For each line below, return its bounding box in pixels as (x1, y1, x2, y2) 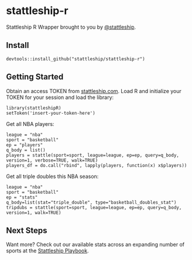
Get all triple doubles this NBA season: (6, 173, 99, 180)
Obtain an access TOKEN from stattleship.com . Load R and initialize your (6, 87, 181, 94)
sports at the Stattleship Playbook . (6, 247, 89, 254)
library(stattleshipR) (6, 105, 61, 111)
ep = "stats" (6, 194, 38, 200)
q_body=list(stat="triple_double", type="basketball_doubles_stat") (6, 199, 177, 206)
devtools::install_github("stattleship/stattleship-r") (6, 56, 145, 62)
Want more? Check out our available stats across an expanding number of (6, 241, 185, 248)
